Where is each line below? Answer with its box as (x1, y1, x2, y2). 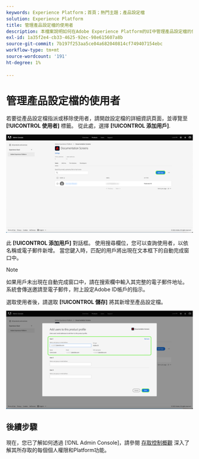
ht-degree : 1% (6, 59, 41, 65)
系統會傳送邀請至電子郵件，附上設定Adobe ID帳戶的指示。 (6, 286, 149, 293)
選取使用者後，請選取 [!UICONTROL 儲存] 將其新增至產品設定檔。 (6, 299, 166, 306)
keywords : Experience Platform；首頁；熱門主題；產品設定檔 (6, 10, 145, 15)
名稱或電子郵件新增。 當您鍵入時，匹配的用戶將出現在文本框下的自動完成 (6, 247, 184, 254)
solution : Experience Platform (6, 15, 84, 22)
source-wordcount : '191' (6, 53, 68, 59)
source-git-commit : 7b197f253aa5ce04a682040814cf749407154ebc (6, 41, 163, 47)
